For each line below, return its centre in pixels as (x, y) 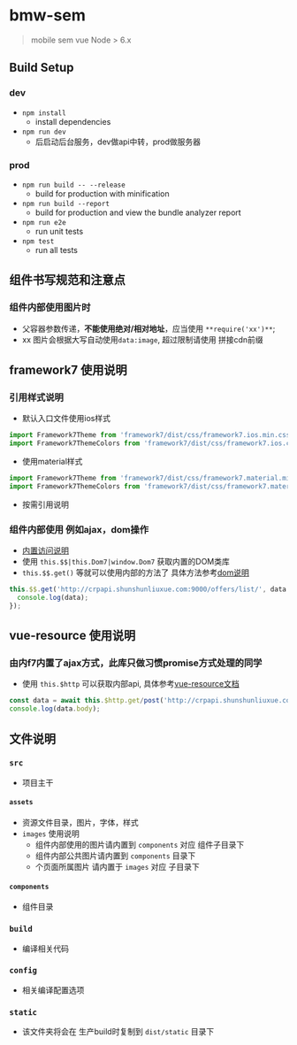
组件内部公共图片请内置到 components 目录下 (115, 856)
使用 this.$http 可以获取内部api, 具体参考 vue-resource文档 (131, 684)
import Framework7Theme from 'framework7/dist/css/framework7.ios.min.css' (152, 435)
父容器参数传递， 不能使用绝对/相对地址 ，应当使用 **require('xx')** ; (148, 328)
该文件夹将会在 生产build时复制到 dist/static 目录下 (118, 1032)
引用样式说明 (37, 397)
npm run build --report (66, 204)
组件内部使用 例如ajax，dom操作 (79, 529)
